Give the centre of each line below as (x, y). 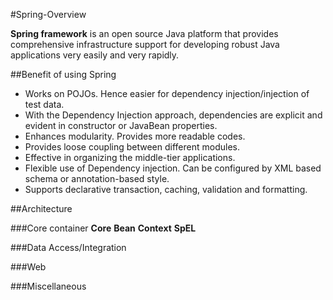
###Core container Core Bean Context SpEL (103, 228)
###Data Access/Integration (68, 247)
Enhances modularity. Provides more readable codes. (135, 136)
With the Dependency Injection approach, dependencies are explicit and (173, 115)
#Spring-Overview (48, 14)
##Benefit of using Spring (63, 74)
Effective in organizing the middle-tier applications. (130, 157)
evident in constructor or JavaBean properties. (121, 125)
